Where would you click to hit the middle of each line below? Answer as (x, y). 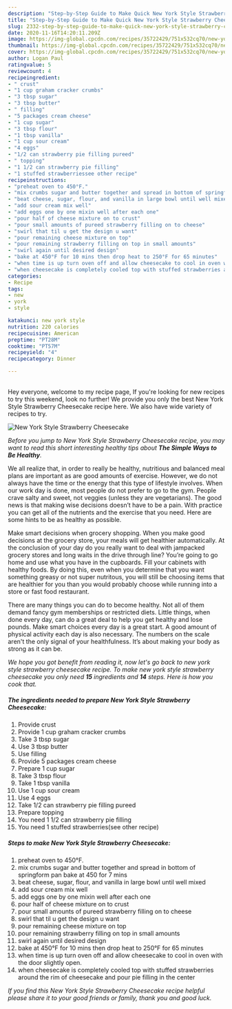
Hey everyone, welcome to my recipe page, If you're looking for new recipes (116, 392)
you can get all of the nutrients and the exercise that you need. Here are (110, 512)
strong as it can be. (35, 649)
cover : (17, 52)
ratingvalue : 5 (30, 65)
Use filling (32, 753)
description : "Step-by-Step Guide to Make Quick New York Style (102, 13)
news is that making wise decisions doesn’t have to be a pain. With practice (115, 505)
